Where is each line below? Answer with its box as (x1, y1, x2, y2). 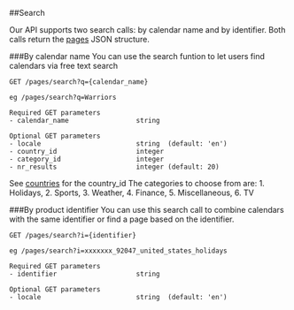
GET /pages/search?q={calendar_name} (9, 78, 149, 87)
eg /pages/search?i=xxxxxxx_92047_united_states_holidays (9, 246, 228, 255)
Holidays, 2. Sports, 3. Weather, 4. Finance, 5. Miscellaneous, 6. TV (9, 187, 254, 198)
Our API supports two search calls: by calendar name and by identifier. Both (9, 25, 286, 34)
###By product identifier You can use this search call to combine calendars (9, 205, 285, 215)
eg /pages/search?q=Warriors (9, 93, 117, 102)
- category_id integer (9, 155, 165, 163)
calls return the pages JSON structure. (9, 34, 151, 44)
